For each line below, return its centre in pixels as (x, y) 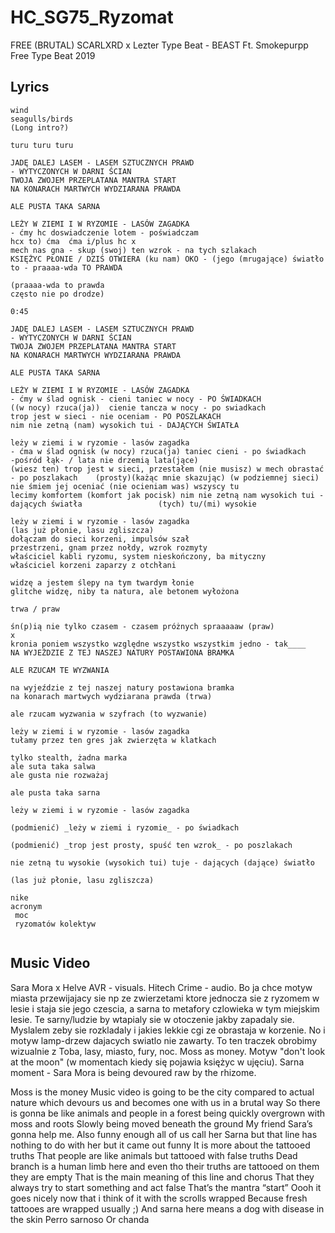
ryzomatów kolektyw (55, 924)
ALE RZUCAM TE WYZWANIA (60, 670)
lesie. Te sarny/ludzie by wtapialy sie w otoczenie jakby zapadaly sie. (152, 1019)
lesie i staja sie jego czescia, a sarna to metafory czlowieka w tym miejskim (165, 1008)
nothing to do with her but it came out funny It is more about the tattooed (160, 1145)
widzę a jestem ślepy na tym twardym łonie (102, 582)
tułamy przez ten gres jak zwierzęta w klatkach (113, 740)
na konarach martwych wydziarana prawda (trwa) (111, 696)
